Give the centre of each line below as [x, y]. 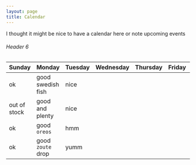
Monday [48, 67]
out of [17, 104]
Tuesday [78, 67]
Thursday [149, 67]
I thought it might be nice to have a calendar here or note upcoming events [96, 33]
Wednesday [112, 67]
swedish [48, 84]
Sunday [20, 67]
